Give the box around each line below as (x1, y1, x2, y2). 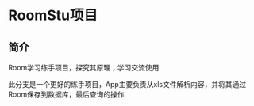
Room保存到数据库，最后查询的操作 (8, 89, 125, 99)
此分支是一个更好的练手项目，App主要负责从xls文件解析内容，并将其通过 (8, 80, 247, 89)
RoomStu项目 (8, 6, 98, 25)
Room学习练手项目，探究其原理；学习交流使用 (8, 63, 160, 72)
